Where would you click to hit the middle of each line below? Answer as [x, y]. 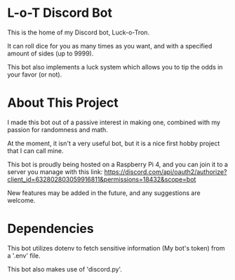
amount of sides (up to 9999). [51, 53]
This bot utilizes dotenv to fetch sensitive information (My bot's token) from [116, 248]
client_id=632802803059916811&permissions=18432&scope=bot [102, 179]
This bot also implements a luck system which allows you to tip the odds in [115, 67]
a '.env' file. [24, 255]
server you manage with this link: [55, 172]
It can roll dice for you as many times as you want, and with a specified [110, 46]
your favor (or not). [35, 74]
